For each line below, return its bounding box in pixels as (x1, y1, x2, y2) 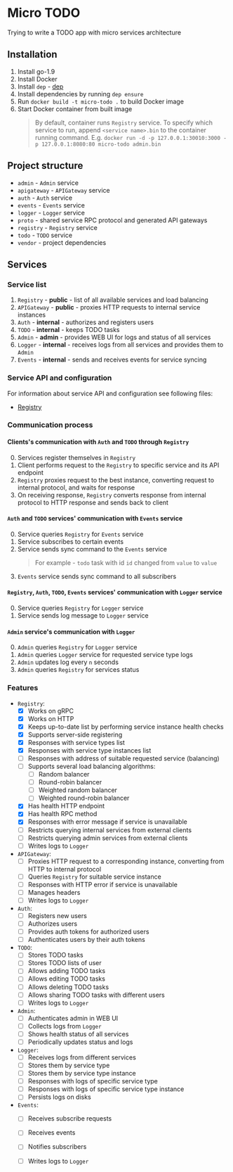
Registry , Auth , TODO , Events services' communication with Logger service (7, 588, 222, 597)
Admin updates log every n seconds (17, 658, 119, 666)
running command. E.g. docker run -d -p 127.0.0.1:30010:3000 (34, 133, 221, 141)
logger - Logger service (17, 208, 86, 217)
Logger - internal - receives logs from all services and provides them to (17, 340, 224, 349)
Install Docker (17, 75, 58, 83)
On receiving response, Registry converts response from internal (17, 490, 206, 499)
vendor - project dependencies (17, 238, 107, 247)
